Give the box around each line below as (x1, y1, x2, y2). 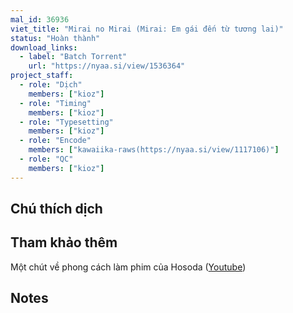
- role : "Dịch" (19, 80, 83, 90)
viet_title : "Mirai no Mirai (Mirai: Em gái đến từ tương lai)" (10, 24, 284, 34)
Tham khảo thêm (10, 234, 118, 251)
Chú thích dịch (10, 201, 103, 218)
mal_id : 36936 (10, 14, 70, 25)
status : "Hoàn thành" (10, 33, 101, 43)
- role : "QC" (19, 154, 74, 164)
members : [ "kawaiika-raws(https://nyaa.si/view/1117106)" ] (28, 145, 280, 155)
